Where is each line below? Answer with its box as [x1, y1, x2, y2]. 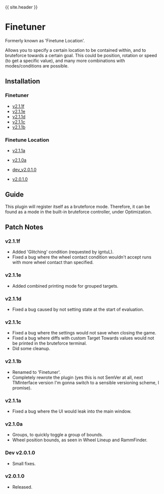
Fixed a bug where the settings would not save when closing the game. [12, 330, 156, 336]
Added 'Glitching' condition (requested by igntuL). [12, 249, 114, 255]
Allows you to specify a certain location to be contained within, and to [5, 47, 146, 53]
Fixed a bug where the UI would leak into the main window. [12, 408, 132, 414]
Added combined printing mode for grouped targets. [12, 283, 119, 289]
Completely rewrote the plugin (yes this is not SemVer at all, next [12, 374, 143, 380]
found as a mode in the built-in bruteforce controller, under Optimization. [5, 209, 152, 215]
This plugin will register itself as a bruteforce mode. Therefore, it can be [5, 203, 150, 209]
